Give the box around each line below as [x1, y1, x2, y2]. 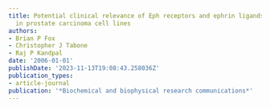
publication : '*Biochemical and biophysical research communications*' [8, 86, 253, 95]
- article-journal [8, 79, 70, 87]
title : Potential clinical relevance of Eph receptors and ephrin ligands [8, 11, 264, 20]
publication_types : [8, 72, 74, 80]
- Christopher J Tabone [8, 42, 88, 50]
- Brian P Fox [8, 34, 56, 43]
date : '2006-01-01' [8, 57, 74, 65]
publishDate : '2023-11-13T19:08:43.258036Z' [8, 64, 160, 72]
